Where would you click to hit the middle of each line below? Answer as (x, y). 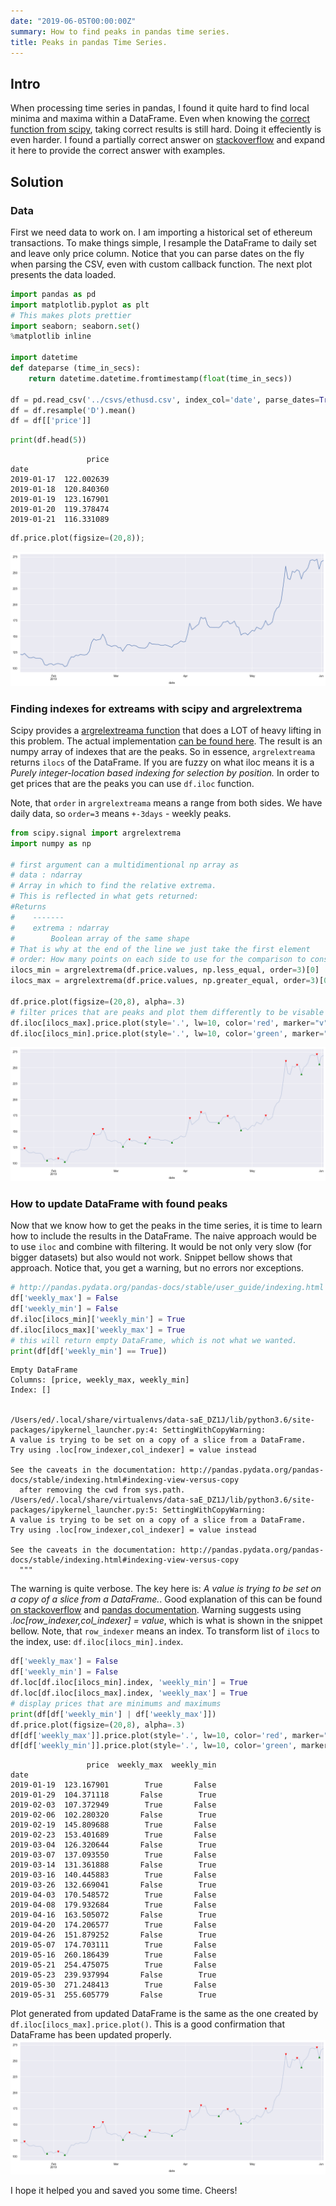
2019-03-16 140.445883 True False (113, 1875)
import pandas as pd (53, 294)
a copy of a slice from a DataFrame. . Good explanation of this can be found (166, 1599)
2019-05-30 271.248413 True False (113, 1985)
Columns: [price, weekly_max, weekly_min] (100, 1380)
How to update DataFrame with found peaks (119, 1203)
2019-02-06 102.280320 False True (113, 1815)
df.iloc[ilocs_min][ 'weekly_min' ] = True (98, 1319)
